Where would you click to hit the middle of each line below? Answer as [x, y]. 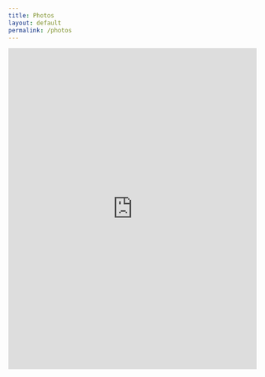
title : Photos [32, 15]
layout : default [35, 23]
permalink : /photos [40, 30]
